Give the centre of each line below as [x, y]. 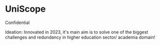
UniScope [25, 9]
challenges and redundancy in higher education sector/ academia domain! [80, 37]
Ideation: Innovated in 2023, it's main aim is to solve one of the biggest [77, 32]
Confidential [17, 22]
